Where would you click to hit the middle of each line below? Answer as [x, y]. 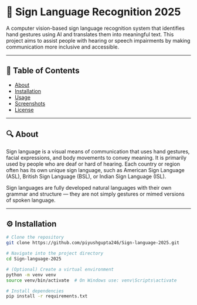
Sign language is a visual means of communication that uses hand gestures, [98, 151]
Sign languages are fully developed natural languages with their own [89, 187]
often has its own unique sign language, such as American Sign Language [95, 170]
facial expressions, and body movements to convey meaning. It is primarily [96, 157]
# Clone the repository [35, 237]
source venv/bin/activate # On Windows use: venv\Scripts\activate [91, 280]
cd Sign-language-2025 [34, 259]
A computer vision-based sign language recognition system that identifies [95, 28]
